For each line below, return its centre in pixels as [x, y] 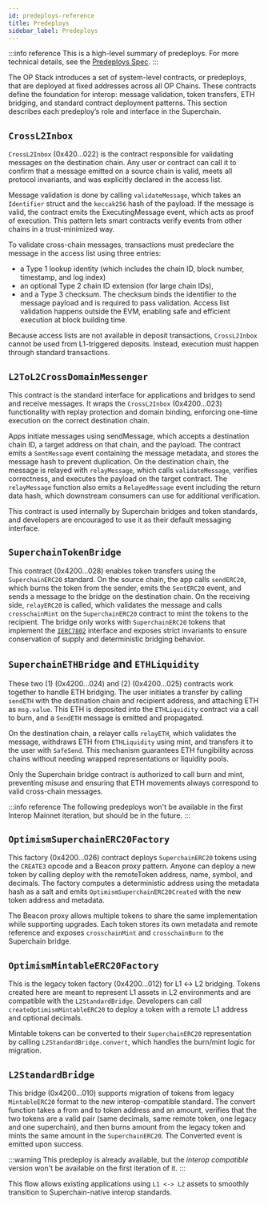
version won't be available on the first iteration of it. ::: [97, 1168]
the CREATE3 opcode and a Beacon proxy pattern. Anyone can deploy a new [132, 866]
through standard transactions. [59, 353]
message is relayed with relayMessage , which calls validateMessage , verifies [133, 470]
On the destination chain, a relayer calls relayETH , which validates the [122, 733]
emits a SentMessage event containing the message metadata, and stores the [134, 453]
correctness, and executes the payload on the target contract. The [118, 479]
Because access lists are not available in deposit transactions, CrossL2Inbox [133, 336]
